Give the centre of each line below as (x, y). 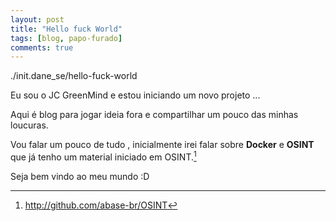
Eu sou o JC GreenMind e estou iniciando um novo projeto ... (135, 95)
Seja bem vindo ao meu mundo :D (80, 176)
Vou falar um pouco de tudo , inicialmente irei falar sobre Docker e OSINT (162, 145)
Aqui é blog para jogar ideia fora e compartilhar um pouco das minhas (154, 115)
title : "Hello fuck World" (66, 29)
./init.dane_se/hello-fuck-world (74, 76)
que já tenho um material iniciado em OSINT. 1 (103, 156)
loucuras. (29, 125)
